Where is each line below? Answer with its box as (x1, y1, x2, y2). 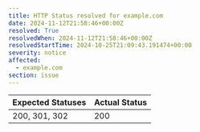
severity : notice (8, 49, 67, 57)
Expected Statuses (12, 97, 87, 108)
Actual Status (93, 97, 147, 108)
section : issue (8, 71, 59, 79)
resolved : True (8, 26, 59, 34)
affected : (8, 57, 42, 65)
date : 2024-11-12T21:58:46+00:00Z (8, 19, 124, 27)
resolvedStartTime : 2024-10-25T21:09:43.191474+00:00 (8, 42, 193, 50)
